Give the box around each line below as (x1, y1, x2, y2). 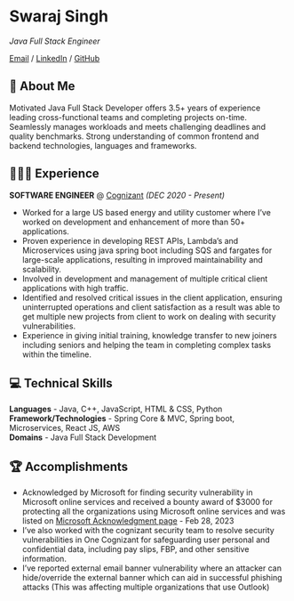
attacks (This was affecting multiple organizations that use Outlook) (21, 581, 270, 593)
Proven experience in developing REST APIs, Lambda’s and (21, 235, 239, 246)
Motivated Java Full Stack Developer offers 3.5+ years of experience (9, 102, 261, 113)
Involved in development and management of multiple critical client (21, 273, 268, 284)
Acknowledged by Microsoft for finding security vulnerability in (21, 487, 253, 498)
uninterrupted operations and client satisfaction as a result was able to (21, 301, 281, 313)
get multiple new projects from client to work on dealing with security (21, 311, 277, 321)
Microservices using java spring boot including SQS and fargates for (21, 245, 273, 256)
